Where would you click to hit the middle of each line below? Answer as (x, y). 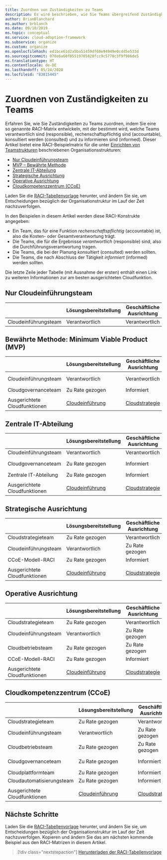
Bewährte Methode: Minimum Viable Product (76, 340)
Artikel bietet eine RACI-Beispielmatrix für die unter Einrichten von (73, 144)
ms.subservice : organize (31, 42)
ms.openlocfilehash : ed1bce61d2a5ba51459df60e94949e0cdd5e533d (72, 51)
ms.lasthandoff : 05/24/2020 (34, 70)
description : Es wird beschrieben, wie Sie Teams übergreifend (72, 14)
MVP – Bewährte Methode (39, 165)
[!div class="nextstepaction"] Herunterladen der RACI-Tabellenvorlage (89, 852)
